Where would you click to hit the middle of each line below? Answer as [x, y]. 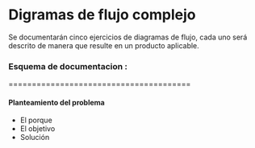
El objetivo [38, 129]
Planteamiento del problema [56, 102]
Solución [35, 138]
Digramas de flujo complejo [102, 15]
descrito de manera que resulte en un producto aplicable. [104, 45]
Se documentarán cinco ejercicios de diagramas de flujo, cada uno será [128, 37]
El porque [36, 120]
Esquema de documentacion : [68, 66]
